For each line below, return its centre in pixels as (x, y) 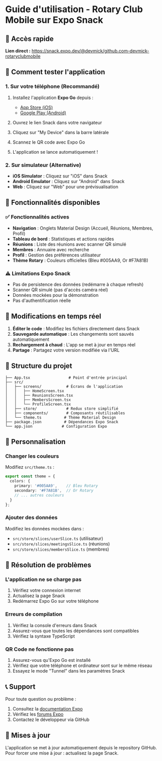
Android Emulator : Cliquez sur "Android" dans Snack (68, 181)
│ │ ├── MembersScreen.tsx (38, 400)
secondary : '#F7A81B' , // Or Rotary (54, 490)
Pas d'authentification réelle (42, 300)
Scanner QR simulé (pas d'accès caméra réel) (60, 290)
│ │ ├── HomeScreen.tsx (35, 391)
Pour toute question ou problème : (41, 699)
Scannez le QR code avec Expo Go (49, 142)
